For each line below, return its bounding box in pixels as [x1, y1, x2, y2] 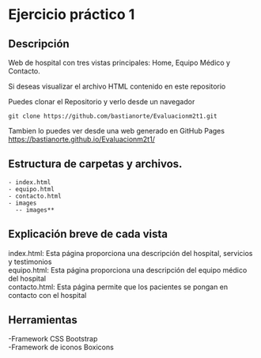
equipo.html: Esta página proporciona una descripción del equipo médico [8, 265, 248, 274]
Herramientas [8, 314, 78, 327]
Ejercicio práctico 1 [8, 6, 135, 24]
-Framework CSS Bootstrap [8, 334, 98, 344]
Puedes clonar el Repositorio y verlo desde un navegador [8, 97, 195, 106]
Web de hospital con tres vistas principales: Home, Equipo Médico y [8, 58, 231, 67]
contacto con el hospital [8, 290, 87, 300]
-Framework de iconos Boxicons [8, 342, 115, 352]
